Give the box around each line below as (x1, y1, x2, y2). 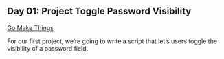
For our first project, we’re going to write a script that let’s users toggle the (7, 37, 218, 45)
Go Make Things (7, 23, 54, 32)
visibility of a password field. (7, 44, 88, 52)
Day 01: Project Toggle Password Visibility (7, 5, 192, 17)
